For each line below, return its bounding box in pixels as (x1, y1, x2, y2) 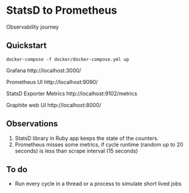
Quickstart (6, 41, 47, 51)
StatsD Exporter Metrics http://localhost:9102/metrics (6, 90, 138, 97)
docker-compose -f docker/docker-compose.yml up (6, 56, 129, 63)
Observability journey (6, 23, 59, 30)
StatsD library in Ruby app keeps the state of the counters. (14, 135, 159, 142)
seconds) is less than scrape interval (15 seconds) (14, 147, 138, 154)
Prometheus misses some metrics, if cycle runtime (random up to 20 (14, 141, 184, 148)
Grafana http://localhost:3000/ (6, 67, 82, 74)
